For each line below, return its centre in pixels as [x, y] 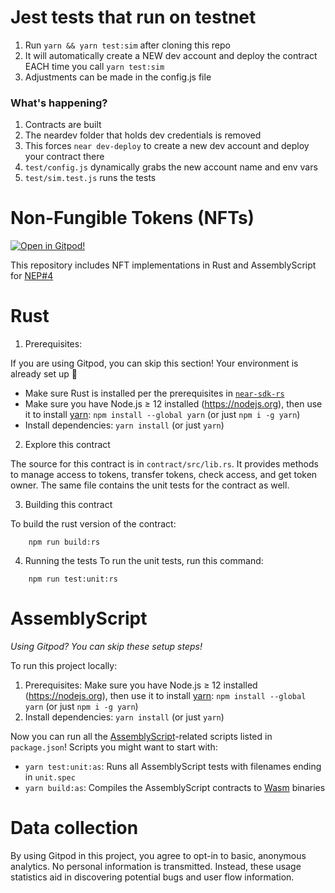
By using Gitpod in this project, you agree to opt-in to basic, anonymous [158, 855]
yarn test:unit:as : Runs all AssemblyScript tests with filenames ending [173, 767]
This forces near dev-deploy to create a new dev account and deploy [167, 146]
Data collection [74, 828]
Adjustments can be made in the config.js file [118, 77]
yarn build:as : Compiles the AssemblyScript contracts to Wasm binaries [175, 788]
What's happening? [59, 103]
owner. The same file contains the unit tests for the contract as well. [150, 485]
